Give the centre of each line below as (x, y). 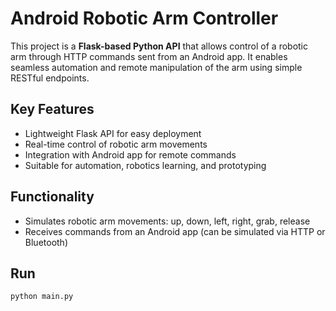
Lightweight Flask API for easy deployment (113, 133)
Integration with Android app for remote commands (130, 154)
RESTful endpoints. (50, 78)
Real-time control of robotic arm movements (116, 144)
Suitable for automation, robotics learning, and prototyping (145, 165)
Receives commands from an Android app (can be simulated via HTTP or (175, 231)
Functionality (52, 197)
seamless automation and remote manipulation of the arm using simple (156, 67)
